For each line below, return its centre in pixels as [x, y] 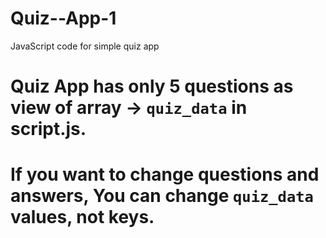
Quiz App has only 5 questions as [152, 86]
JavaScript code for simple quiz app [85, 46]
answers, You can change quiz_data [162, 196]
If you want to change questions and [165, 174]
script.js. [48, 129]
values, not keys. [82, 217]
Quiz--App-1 [63, 18]
